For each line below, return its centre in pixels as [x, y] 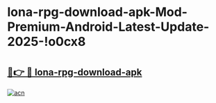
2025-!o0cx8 [47, 42]
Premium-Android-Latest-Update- [108, 27]
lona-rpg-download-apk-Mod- [97, 12]
